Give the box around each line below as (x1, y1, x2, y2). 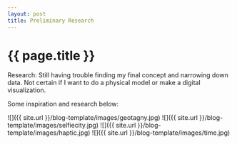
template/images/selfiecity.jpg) (7, 121, 99, 130)
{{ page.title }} (7, 48, 96, 64)
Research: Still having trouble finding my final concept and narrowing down (7, 71, 228, 79)
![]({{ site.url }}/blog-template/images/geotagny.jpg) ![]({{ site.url (7, 113, 198, 122)
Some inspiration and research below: (7, 100, 119, 109)
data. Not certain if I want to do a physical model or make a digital (7, 79, 201, 87)
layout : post (7, 10, 46, 18)
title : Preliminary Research (7, 17, 94, 24)
